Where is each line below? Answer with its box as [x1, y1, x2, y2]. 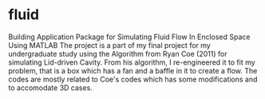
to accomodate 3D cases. [8, 82, 93, 93]
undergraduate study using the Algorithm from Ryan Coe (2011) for [8, 49, 227, 58]
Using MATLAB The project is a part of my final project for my [8, 40, 212, 49]
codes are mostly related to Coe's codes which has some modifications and [8, 74, 258, 84]
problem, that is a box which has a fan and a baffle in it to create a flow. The [8, 65, 258, 75]
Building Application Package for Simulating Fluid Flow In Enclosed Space [8, 32, 251, 42]
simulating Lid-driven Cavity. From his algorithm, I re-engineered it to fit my [8, 57, 255, 67]
